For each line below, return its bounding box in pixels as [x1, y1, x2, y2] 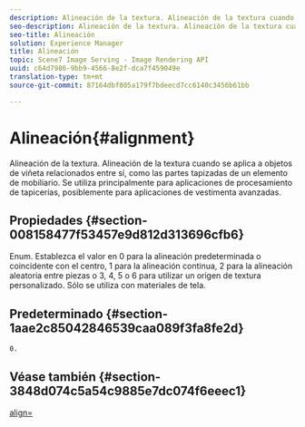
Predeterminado [9, 306, 103, 322]
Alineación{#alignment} [9, 128, 195, 148]
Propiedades [9, 212, 84, 228]
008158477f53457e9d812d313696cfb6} [9, 227, 245, 242]
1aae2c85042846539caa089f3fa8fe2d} [9, 320, 244, 335]
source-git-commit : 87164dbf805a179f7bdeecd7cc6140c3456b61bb [9, 81, 250, 90]
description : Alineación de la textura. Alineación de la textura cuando [9, 13, 295, 23]
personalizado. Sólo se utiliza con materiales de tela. [9, 280, 206, 291]
